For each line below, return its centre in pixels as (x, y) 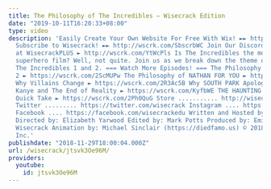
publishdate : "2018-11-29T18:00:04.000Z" (79, 143)
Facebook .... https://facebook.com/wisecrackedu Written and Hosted (135, 113)
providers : (27, 158)
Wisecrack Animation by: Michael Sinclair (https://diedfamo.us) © (131, 128)
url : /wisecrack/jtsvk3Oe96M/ (59, 150)
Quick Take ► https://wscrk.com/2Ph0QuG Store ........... (117, 98)
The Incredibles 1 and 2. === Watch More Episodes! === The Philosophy (139, 68)
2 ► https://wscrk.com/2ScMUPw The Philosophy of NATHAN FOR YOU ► (131, 76)
